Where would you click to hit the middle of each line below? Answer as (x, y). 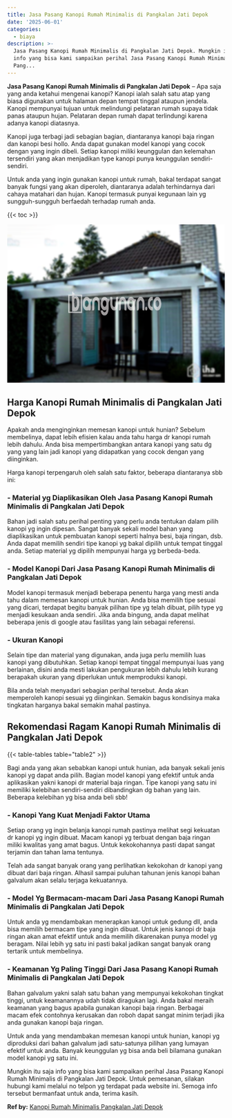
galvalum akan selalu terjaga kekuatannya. (68, 880)
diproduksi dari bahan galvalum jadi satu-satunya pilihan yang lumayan (108, 1043)
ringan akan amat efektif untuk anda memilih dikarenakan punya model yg (112, 937)
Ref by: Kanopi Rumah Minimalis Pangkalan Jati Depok (85, 1106)
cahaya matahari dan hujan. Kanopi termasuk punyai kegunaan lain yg (107, 194)
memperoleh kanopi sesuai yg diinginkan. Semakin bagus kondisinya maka (114, 697)
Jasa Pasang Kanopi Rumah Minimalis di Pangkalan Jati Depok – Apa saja (114, 86)
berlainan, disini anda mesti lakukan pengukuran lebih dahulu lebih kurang (113, 669)
